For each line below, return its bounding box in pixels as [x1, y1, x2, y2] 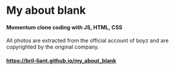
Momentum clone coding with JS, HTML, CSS [6, 23, 122, 31]
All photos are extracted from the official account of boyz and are [6, 37, 169, 44]
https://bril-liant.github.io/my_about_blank [6, 57, 116, 64]
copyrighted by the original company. [6, 43, 100, 51]
